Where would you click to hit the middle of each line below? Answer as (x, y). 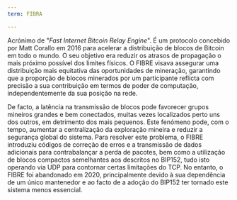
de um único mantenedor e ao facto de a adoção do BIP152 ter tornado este (118, 182)
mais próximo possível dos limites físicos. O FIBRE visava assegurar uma (113, 63)
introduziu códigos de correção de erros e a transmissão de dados (105, 144)
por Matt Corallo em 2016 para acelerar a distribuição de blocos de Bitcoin (116, 48)
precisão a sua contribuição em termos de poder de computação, (103, 85)
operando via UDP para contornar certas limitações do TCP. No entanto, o (115, 167)
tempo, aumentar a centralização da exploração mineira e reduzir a (105, 129)
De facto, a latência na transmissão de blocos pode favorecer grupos (108, 106)
